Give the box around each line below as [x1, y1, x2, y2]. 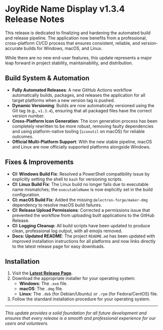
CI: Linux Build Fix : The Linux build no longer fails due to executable [12, 181, 149, 187]
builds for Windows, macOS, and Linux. [23, 45, 103, 51]
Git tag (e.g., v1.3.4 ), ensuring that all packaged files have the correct [12, 108, 152, 113]
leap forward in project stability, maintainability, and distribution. [5, 60, 133, 66]
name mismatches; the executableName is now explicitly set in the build [12, 186, 153, 192]
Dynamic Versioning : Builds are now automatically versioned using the [12, 102, 154, 108]
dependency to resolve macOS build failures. [12, 202, 102, 208]
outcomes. [12, 133, 34, 139]
